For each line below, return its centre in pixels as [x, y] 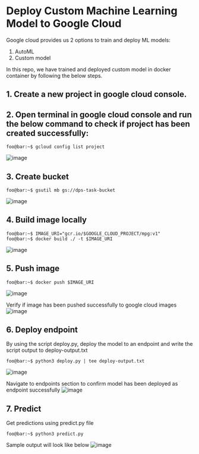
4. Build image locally [47, 220]
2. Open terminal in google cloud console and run [99, 114]
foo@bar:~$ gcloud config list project [56, 147]
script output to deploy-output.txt [47, 350]
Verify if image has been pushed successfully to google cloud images [91, 305]
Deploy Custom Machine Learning [92, 11]
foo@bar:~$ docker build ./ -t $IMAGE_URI [59, 239]
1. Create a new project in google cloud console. [97, 94]
